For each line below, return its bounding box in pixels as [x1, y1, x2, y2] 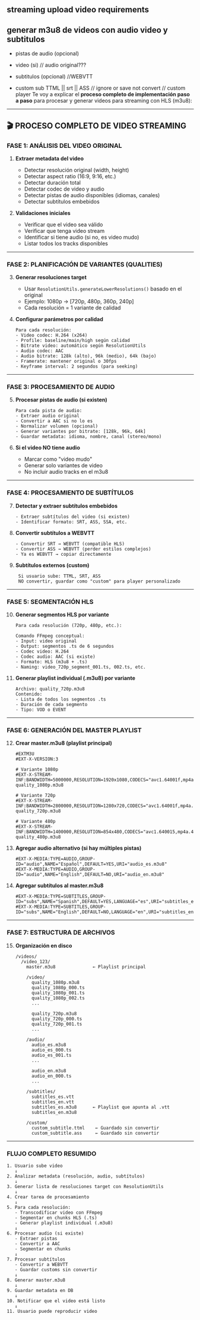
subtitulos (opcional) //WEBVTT [15, 73, 93, 80]
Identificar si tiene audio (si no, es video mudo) [24, 233, 139, 240]
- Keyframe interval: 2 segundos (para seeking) [15, 363, 138, 370]
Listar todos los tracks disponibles [24, 240, 109, 247]
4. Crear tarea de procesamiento [7, 1194, 90, 1200]
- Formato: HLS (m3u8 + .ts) [15, 659, 88, 665]
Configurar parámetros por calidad [15, 316, 103, 323]
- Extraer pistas [14, 1235, 58, 1242]
